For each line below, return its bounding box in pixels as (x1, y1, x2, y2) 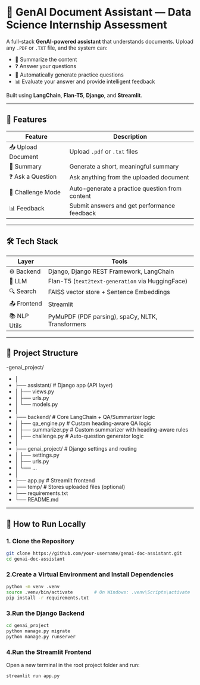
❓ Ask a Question (9, 172, 57, 181)
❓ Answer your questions (14, 62, 76, 69)
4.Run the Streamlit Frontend (6, 648, 92, 656)
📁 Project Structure (6, 348, 79, 358)
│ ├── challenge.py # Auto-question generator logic (14, 433, 144, 440)
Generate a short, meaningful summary (69, 162, 179, 170)
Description (112, 132, 148, 140)
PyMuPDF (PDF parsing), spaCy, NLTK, (48, 313, 158, 321)
